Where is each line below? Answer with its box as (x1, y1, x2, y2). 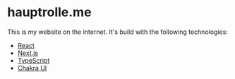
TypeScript (17, 56, 50, 64)
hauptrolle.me (7, 4, 92, 20)
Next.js (17, 49, 39, 57)
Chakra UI (17, 63, 47, 72)
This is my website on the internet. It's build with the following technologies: (7, 28, 228, 36)
